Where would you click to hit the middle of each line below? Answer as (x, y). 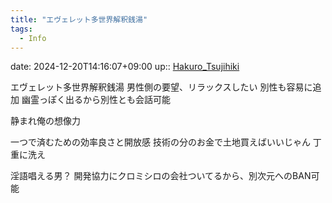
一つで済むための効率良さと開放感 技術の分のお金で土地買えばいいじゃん (160, 142)
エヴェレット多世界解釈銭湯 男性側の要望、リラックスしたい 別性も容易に (161, 87)
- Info (33, 38)
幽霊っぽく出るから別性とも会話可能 (96, 100)
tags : (21, 29)
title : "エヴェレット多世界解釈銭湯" (79, 19)
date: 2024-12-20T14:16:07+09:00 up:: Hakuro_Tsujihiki (125, 67)
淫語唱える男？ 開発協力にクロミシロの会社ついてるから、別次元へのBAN (161, 176)
